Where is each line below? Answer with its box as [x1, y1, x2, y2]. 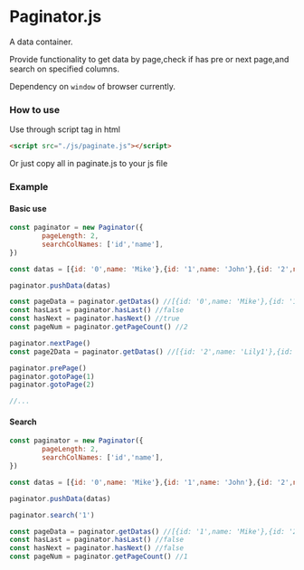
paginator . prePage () [9, 364, 88, 373]
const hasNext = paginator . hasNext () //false [9, 544, 184, 553]
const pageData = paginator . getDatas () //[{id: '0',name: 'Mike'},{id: [9, 297, 285, 307]
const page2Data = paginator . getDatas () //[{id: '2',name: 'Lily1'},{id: [9, 347, 294, 356]
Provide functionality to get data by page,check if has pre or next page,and [9, 53, 290, 64]
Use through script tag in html [9, 124, 120, 135]
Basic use [9, 203, 47, 214]
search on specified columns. [9, 63, 120, 74]
